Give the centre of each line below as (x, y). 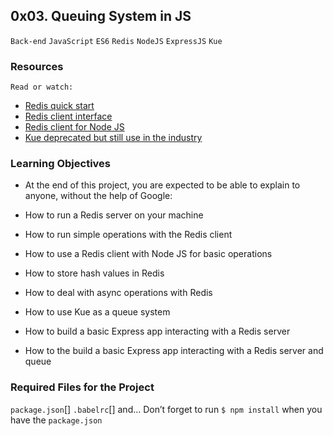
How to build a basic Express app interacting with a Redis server (157, 331)
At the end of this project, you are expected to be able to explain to (162, 185)
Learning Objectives (61, 164)
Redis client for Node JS (74, 127)
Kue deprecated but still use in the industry (113, 138)
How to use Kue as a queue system (97, 312)
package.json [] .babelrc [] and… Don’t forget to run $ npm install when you (166, 409)
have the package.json (56, 420)
